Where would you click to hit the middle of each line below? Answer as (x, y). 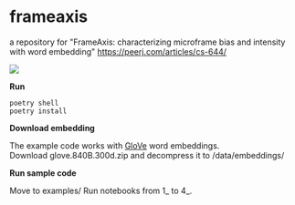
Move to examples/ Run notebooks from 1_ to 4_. (101, 190)
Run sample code (43, 173)
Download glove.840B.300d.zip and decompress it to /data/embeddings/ (147, 155)
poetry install (38, 111)
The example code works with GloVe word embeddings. (115, 145)
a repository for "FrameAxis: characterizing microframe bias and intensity (147, 42)
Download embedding (53, 128)
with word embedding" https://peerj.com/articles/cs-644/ (118, 51)
